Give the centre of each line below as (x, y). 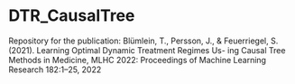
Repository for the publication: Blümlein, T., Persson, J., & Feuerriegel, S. (143, 41)
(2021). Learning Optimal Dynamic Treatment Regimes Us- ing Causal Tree (147, 50)
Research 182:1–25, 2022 (55, 70)
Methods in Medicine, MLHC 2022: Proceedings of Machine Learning (138, 60)
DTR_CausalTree (72, 16)
